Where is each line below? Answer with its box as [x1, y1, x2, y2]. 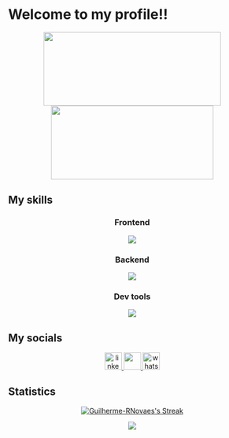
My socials [8, 331, 63, 344]
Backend [115, 254, 150, 265]
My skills [8, 193, 54, 207]
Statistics [8, 385, 57, 399]
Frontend [114, 217, 150, 228]
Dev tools [113, 291, 151, 302]
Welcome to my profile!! [8, 6, 168, 24]
